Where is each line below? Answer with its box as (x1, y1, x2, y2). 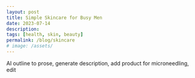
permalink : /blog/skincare (6, 37, 75, 43)
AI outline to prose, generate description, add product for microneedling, (6, 59, 189, 67)
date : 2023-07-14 (6, 20, 51, 26)
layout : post (6, 9, 40, 15)
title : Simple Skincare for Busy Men (6, 15, 103, 21)
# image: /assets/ (6, 43, 53, 49)
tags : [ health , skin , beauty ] (6, 32, 84, 38)
